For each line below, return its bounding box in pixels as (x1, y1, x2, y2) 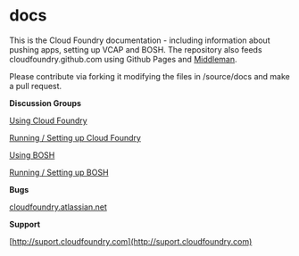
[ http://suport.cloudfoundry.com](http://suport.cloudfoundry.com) (9, 235, 253, 246)
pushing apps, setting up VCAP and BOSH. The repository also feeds (9, 44, 262, 54)
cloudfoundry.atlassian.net (9, 202, 107, 212)
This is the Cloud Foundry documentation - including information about (9, 35, 270, 45)
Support (9, 219, 41, 229)
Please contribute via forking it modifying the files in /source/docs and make (9, 70, 290, 81)
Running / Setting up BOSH (9, 167, 109, 178)
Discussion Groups (9, 97, 82, 108)
